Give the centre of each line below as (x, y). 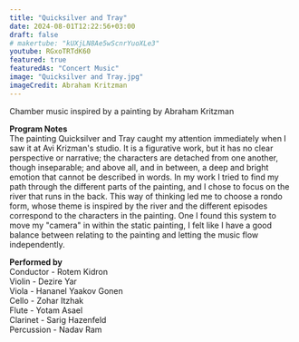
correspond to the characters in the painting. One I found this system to (143, 215)
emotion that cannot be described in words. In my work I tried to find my (144, 177)
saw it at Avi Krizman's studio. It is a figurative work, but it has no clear (141, 148)
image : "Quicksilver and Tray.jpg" (77, 77)
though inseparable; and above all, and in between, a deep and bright (139, 167)
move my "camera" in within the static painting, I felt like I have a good (141, 225)
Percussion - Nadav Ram (56, 329)
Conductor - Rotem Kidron (59, 271)
